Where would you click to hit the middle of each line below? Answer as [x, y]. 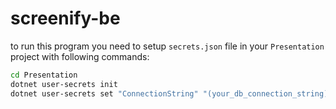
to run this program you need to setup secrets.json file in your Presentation [167, 46]
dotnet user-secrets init [64, 84]
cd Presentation [44, 75]
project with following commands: [80, 56]
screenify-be [65, 18]
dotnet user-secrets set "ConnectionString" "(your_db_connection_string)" [171, 93]
